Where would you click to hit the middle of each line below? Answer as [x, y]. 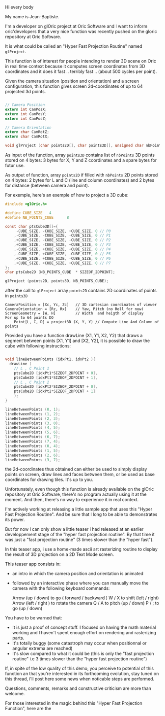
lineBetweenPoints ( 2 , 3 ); [33, 418]
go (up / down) [27, 609]
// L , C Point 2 [32, 382]
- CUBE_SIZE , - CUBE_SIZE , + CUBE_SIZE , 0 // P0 [63, 231]
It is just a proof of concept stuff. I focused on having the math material [84, 627]
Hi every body [19, 7]
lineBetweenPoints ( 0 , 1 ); [33, 409]
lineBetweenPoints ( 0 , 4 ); [33, 446]
